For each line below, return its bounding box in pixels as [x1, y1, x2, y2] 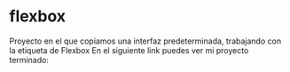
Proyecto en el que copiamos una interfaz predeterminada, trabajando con [9, 36, 282, 46]
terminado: [9, 54, 49, 65]
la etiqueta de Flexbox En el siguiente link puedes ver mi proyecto [9, 44, 249, 55]
